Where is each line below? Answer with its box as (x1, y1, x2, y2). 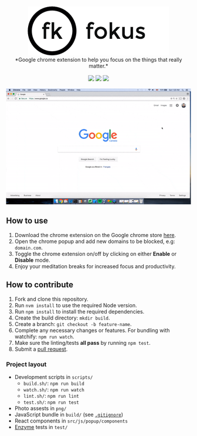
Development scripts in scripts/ (14, 373, 93, 380)
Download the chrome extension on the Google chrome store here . (14, 231, 176, 238)
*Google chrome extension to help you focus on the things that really (15, 56, 182, 63)
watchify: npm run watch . (14, 333, 74, 340)
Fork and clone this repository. (14, 295, 89, 302)
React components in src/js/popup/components (14, 417, 128, 424)
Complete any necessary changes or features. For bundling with (14, 327, 170, 334)
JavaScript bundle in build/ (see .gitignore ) (14, 411, 124, 418)
